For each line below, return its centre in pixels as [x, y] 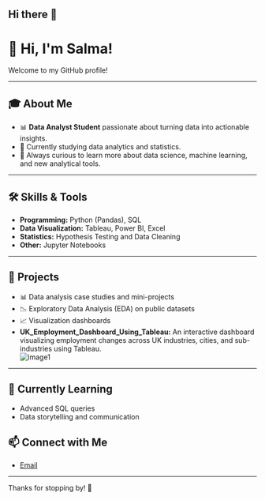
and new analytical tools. [60, 164]
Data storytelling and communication [79, 416]
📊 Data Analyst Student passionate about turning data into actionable [134, 127]
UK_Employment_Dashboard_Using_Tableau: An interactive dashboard [137, 332]
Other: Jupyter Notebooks [63, 245]
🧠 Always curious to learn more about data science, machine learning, [133, 156]
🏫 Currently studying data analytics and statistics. [100, 147]
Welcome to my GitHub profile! [58, 70]
